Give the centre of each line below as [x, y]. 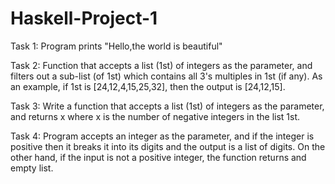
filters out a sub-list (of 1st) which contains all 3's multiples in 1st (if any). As [166, 76]
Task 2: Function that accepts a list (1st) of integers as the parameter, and [161, 65]
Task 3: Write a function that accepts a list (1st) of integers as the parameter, [167, 106]
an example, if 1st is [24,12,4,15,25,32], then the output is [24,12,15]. [148, 86]
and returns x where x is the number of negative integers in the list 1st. [155, 116]
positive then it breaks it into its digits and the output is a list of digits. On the [168, 146]
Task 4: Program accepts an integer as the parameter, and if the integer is [162, 136]
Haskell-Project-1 [84, 18]
